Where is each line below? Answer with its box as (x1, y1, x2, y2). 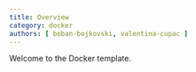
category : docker (9, 21, 74, 30)
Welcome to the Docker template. (9, 54, 131, 64)
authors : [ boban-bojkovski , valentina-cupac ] (9, 29, 189, 38)
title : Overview (9, 12, 69, 22)
